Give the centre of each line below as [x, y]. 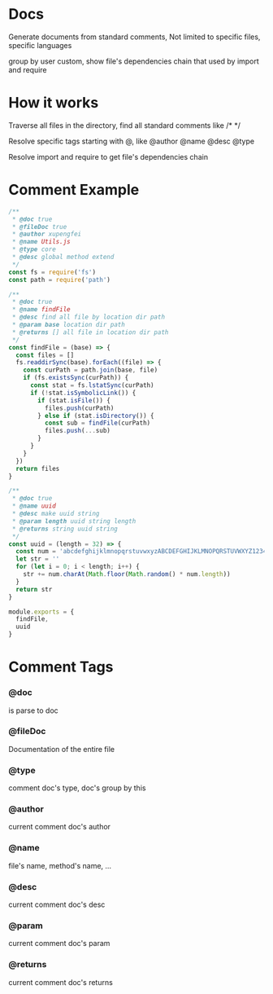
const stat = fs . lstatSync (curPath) [92, 385]
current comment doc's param [59, 943]
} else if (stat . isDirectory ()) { [96, 416]
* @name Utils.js [41, 242]
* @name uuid [34, 506]
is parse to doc [33, 710]
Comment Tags [61, 667]
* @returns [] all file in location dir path [90, 332]
